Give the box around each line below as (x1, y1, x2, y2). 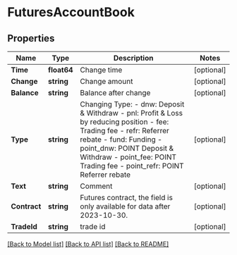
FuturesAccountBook (7, 4, 135, 20)
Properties (7, 32, 55, 44)
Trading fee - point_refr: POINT (80, 161, 185, 170)
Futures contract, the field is (80, 193, 173, 202)
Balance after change (80, 88, 151, 97)
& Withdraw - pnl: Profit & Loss (80, 108, 183, 118)
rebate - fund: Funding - (80, 135, 162, 144)
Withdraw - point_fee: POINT (80, 152, 177, 162)
